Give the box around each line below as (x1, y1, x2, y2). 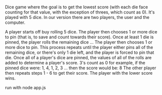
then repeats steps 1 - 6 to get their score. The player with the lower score (5, 70, 153, 76)
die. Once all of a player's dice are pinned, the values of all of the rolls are (5, 55, 152, 60)
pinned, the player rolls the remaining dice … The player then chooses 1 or (5, 39, 152, 45)
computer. (5, 19, 26, 25)
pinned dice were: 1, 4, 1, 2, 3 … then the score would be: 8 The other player (5, 65, 156, 71)
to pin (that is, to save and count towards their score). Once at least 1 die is (5, 34, 154, 40)
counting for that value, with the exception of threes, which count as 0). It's (5, 9, 155, 15)
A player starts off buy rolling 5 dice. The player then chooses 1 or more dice (5, 29, 158, 34)
